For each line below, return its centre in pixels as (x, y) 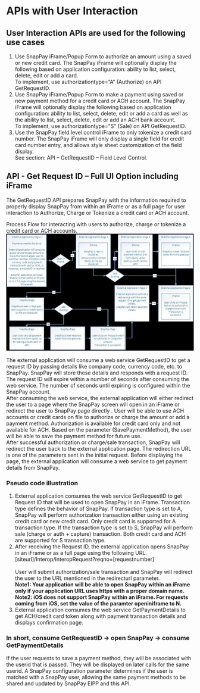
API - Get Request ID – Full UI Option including (92, 177)
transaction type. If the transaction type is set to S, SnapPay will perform (104, 527)
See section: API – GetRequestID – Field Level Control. (81, 158)
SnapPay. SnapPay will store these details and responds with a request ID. (97, 373)
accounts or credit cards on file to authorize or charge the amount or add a (98, 417)
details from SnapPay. (33, 467)
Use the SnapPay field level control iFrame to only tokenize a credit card (103, 132)
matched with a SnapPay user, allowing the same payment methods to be (96, 678)
